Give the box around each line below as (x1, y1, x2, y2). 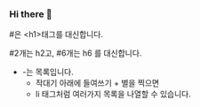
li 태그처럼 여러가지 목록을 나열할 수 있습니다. (35, 88, 191, 100)
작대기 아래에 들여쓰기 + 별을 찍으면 (35, 78, 160, 88)
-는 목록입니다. (21, 66, 74, 78)
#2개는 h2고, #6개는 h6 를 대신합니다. (9, 48, 142, 58)
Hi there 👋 (9, 8, 53, 20)
